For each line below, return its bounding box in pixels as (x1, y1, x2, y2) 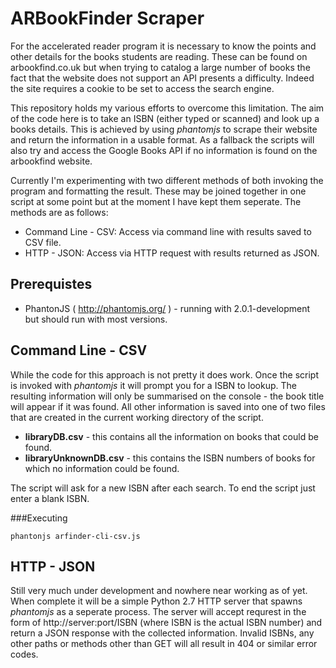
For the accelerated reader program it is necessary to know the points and (10, 40, 317, 52)
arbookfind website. (10, 155, 93, 167)
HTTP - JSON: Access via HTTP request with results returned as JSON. (24, 247, 320, 259)
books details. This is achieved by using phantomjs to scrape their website (10, 123, 318, 135)
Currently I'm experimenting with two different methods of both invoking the (10, 174, 324, 186)
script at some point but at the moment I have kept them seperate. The (10, 195, 302, 207)
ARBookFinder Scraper (10, 7, 205, 30)
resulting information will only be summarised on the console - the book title (10, 390, 325, 402)
